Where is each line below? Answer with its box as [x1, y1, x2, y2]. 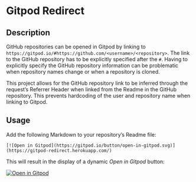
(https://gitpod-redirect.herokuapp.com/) [6, 147, 112, 154]
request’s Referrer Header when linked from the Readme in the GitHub [6, 86, 177, 92]
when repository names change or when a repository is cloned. [6, 68, 161, 75]
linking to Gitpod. [6, 98, 48, 105]
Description [6, 28, 50, 38]
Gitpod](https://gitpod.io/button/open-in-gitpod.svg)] [35, 143, 176, 148]
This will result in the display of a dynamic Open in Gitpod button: [6, 158, 165, 165]
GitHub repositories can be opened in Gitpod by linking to [6, 43, 146, 50]
